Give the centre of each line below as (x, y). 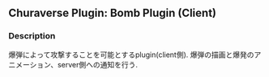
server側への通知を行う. (97, 64)
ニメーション (30, 64)
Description (32, 36)
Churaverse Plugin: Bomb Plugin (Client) (113, 13)
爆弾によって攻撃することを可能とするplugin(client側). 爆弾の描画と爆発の (131, 55)
